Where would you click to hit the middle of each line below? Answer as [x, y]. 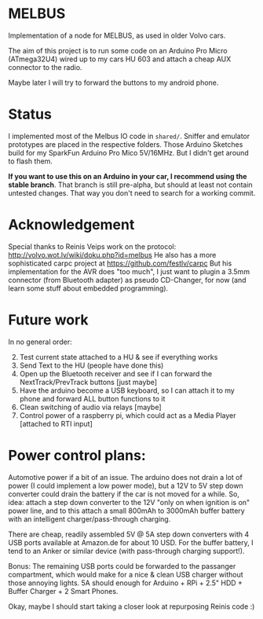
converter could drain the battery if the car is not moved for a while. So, [124, 494]
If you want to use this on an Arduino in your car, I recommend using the [128, 176]
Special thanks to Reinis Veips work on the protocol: [92, 246]
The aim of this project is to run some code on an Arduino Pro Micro [118, 50]
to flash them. [31, 161]
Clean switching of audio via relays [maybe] [91, 407]
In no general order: [40, 342]
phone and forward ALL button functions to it [92, 398]
